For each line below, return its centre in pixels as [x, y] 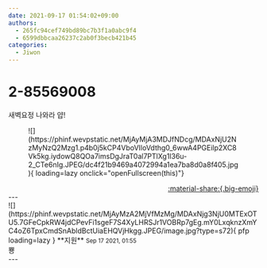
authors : [23, 23]
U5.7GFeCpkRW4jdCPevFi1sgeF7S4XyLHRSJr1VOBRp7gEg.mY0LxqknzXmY [133, 222]
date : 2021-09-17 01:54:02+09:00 [64, 16]
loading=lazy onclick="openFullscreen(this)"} [110, 173]
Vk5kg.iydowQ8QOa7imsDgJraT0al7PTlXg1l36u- [108, 156]
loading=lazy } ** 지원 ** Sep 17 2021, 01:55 [72, 240]
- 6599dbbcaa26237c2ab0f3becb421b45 [76, 38]
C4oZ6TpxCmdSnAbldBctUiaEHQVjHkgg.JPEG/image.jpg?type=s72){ [122, 231]
